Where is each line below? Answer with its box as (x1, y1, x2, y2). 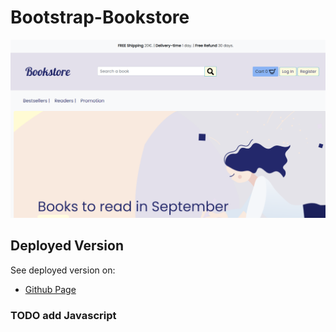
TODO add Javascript (10, 308, 117, 322)
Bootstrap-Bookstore (10, 6, 190, 29)
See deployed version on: (10, 264, 116, 276)
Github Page (24, 283, 77, 295)
